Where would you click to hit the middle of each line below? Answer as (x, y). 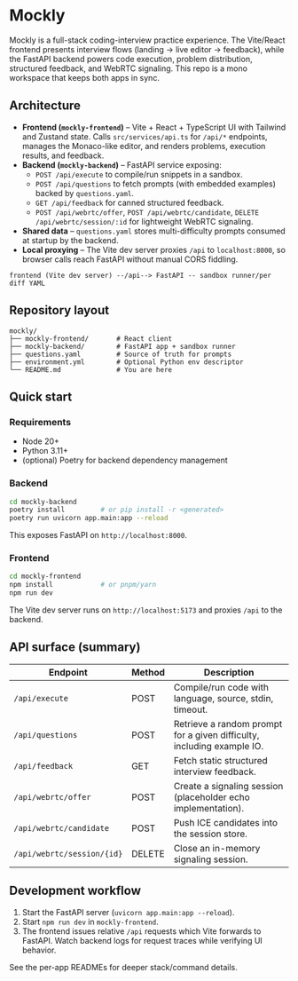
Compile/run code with (221, 687)
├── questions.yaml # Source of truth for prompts (121, 354)
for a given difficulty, (216, 735)
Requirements (40, 422)
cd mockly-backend (43, 502)
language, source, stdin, (223, 698)
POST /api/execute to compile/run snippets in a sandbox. (139, 174)
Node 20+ (41, 441)
